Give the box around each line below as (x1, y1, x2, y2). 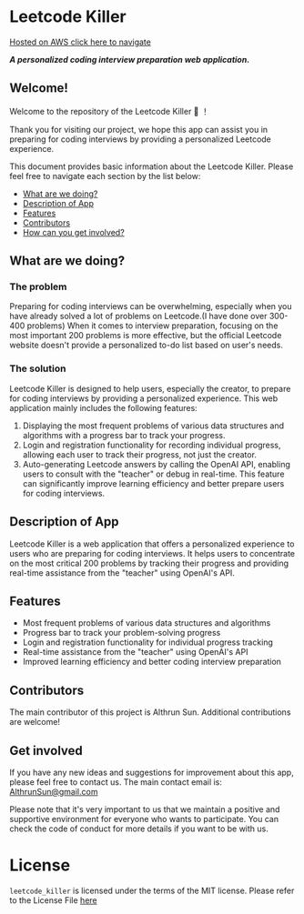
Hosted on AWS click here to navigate (9, 36, 152, 47)
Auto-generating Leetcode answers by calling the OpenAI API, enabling (22, 458, 291, 469)
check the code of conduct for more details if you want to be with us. (9, 823, 269, 834)
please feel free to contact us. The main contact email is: (9, 776, 223, 788)
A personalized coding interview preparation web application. (9, 54, 250, 65)
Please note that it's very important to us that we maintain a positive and (9, 803, 280, 815)
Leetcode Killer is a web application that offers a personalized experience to (9, 538, 295, 549)
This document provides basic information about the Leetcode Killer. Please (9, 161, 294, 172)
